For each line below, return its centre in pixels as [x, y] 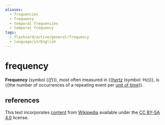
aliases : [14, 10]
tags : [11, 32]
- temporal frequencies [34, 23]
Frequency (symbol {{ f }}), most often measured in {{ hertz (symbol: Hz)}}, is [82, 80]
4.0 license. [17, 117]
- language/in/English [33, 42]
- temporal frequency [32, 28]
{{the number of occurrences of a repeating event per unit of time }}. [74, 85]
